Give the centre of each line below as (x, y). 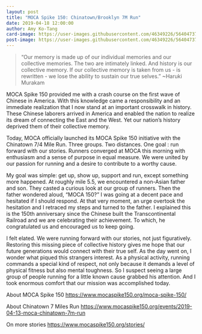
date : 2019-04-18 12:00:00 (40, 23)
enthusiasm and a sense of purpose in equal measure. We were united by (97, 157)
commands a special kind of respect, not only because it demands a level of (100, 264)
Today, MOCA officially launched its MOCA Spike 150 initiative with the (93, 138)
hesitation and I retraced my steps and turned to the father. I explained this (99, 207)
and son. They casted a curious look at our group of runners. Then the (93, 188)
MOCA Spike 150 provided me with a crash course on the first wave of (93, 94)
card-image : (21, 34)
